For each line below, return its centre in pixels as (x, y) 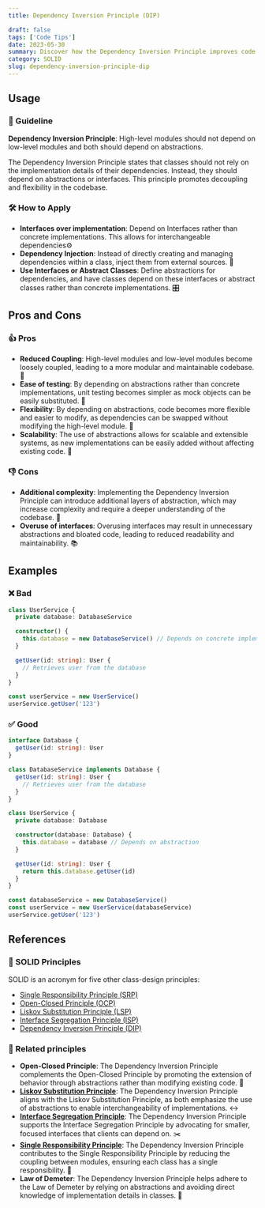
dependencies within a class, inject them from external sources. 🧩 (127, 262)
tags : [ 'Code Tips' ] (42, 37)
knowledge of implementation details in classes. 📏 (101, 1195)
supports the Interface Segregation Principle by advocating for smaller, (135, 1124)
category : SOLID (35, 59)
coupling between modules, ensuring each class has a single (119, 1161)
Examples (33, 571)
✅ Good (23, 724)
